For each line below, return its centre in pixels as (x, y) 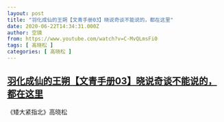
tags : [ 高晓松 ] (30, 45)
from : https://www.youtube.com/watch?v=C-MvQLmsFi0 (82, 39)
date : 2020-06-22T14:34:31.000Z (53, 26)
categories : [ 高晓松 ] (39, 52)
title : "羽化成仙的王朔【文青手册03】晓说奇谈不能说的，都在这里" (90, 20)
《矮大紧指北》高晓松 (37, 112)
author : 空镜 (25, 33)
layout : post (26, 13)
